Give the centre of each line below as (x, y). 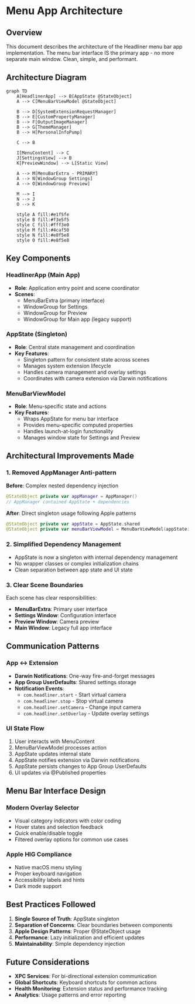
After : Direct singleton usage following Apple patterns (71, 513)
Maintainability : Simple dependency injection (70, 943)
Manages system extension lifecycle (67, 366)
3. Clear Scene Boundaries (45, 585)
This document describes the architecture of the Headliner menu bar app (94, 46)
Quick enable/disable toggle (49, 833)
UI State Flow (25, 728)
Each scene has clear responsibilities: (52, 597)
